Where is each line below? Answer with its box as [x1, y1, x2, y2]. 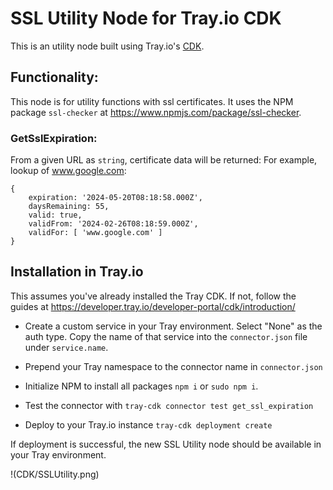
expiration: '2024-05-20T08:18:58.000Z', [28, 193, 203, 203]
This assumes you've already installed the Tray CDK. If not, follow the [10, 290, 297, 302]
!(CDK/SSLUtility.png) [10, 468, 100, 480]
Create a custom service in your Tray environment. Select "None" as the [24, 320, 323, 332]
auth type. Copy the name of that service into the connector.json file [24, 330, 308, 342]
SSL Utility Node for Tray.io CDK [10, 7, 282, 30]
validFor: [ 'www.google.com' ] [28, 228, 163, 238]
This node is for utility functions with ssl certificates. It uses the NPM [10, 95, 294, 107]
